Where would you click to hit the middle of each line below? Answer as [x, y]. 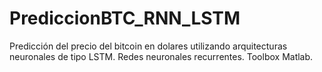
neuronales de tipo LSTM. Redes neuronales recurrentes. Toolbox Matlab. [161, 56]
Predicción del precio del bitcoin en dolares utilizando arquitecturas [148, 46]
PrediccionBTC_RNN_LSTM [125, 18]
